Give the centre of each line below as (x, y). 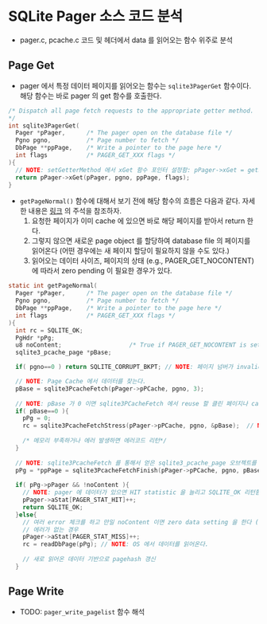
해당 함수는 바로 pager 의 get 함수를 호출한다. (91, 96)
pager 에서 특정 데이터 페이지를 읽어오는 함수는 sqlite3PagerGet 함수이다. (135, 85)
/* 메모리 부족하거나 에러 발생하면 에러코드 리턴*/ (95, 441)
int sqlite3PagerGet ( (44, 126)
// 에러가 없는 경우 (51, 530)
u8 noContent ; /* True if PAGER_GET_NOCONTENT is (131, 345)
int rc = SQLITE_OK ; (49, 330)
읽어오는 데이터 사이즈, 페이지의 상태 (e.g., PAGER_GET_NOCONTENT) (143, 261)
